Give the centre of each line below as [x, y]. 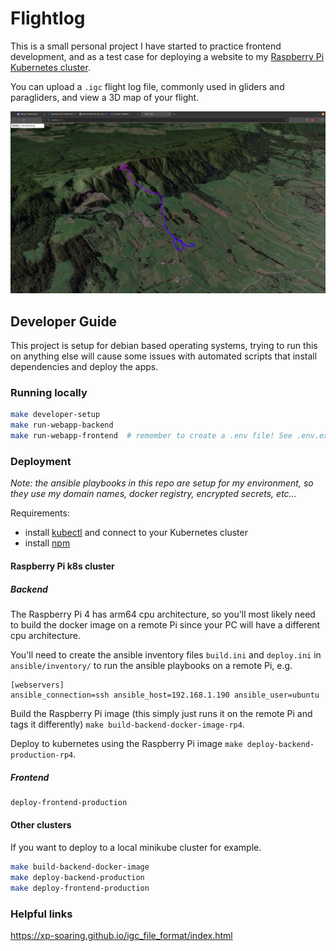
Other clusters [41, 825]
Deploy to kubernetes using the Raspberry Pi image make [126, 743]
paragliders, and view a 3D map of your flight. [105, 97]
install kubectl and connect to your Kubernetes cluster [136, 533]
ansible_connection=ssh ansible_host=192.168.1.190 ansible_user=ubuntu [165, 695]
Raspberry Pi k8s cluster [62, 566]
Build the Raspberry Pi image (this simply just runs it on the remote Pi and [161, 713]
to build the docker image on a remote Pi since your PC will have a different [165, 624]
